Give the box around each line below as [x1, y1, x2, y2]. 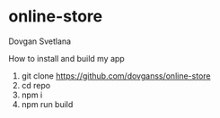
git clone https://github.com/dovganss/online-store [21, 70, 211, 81]
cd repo [21, 80, 51, 90]
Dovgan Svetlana [8, 36, 72, 46]
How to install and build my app [8, 53, 125, 63]
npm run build [21, 98, 74, 109]
